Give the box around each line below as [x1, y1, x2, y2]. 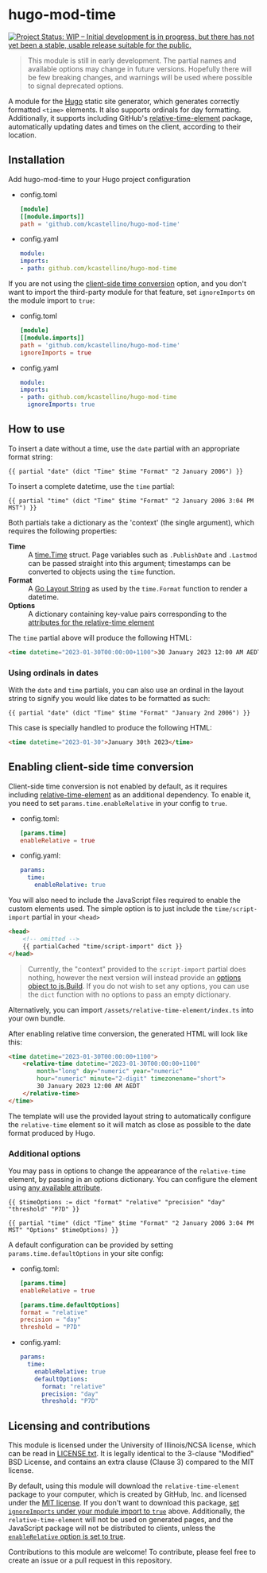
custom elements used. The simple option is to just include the [8, 904, 213, 913]
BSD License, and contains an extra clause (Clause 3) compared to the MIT [8, 1457, 254, 1467]
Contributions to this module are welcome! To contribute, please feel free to [8, 1548, 257, 1557]
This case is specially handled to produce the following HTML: [8, 723, 212, 732]
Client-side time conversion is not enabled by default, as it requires [8, 781, 228, 791]
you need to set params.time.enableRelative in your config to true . [8, 798, 228, 808]
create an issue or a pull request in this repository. [8, 1556, 172, 1565]
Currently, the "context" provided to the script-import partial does [27, 964, 246, 974]
